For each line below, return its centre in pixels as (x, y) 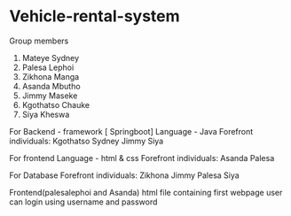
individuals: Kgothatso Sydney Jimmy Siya (87, 141)
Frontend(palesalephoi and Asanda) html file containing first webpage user (146, 192)
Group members (39, 41)
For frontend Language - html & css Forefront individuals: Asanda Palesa (142, 158)
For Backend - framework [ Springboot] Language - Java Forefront (131, 131)
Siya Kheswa (46, 114)
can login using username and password (83, 202)
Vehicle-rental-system (94, 16)
